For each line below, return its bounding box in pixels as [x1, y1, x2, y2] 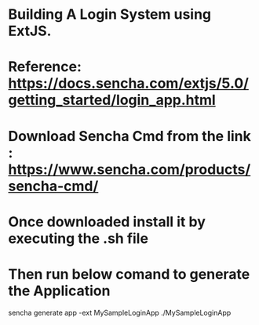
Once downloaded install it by [8, 213, 206, 230]
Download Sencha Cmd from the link [8, 127, 251, 145]
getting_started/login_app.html [8, 92, 216, 109]
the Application [8, 282, 111, 299]
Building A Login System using [8, 5, 212, 23]
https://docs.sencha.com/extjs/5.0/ [8, 74, 250, 92]
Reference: [8, 58, 82, 76]
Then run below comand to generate [8, 265, 250, 283]
